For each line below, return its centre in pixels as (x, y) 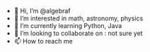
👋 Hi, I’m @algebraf (42, 11)
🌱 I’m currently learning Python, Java (68, 26)
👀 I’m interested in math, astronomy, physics (79, 18)
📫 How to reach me (43, 41)
